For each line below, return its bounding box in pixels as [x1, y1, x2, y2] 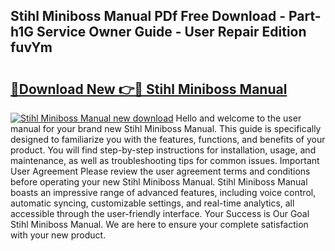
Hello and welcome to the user [175, 112, 302, 124]
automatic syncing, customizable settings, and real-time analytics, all [10, 197, 295, 209]
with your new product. [10, 229, 107, 241]
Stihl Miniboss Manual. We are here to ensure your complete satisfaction [10, 219, 309, 230]
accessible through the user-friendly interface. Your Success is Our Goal [10, 208, 310, 219]
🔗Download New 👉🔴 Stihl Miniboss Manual [10, 80, 288, 98]
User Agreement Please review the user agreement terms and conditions [10, 165, 311, 177]
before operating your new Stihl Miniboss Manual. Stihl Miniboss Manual [10, 176, 308, 188]
